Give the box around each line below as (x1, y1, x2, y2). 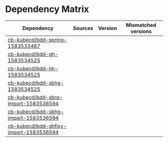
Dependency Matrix (5, 3, 89, 15)
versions (130, 27, 152, 34)
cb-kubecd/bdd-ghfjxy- (7, 122, 67, 129)
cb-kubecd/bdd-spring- (7, 36, 67, 43)
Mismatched (125, 21, 156, 28)
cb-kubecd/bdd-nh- (7, 65, 58, 72)
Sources (72, 24, 93, 31)
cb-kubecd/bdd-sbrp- (7, 93, 63, 100)
